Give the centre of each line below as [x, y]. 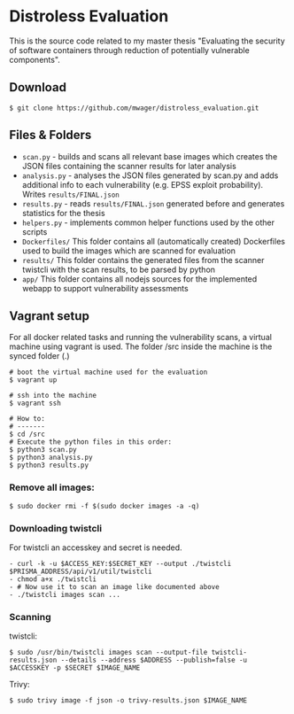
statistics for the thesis [63, 213]
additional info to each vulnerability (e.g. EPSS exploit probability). [143, 184]
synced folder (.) [39, 356]
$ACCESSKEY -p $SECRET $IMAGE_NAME [75, 668]
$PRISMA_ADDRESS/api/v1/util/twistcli [81, 571]
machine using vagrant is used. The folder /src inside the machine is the [141, 346]
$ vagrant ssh [35, 404]
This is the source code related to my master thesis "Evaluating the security [147, 41]
